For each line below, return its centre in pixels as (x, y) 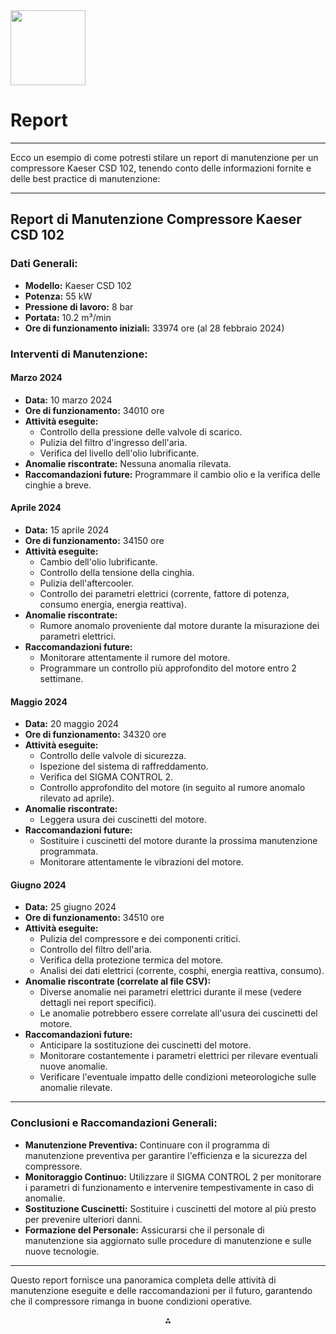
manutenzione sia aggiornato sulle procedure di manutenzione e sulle (168, 1240)
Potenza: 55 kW (58, 296)
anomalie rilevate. (76, 1088)
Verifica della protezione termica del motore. (131, 960)
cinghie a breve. (58, 485)
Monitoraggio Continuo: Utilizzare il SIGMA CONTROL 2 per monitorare (173, 1176)
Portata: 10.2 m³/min (68, 317)
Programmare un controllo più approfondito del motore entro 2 (168, 668)
